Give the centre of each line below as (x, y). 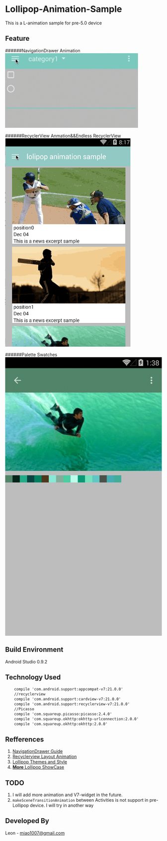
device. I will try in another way (62, 805)
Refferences (25, 739)
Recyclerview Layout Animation (44, 756)
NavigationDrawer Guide (38, 751)
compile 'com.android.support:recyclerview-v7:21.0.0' (72, 704)
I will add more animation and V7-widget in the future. (67, 795)
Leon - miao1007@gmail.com (35, 833)
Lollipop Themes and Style (40, 762)
